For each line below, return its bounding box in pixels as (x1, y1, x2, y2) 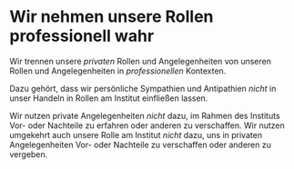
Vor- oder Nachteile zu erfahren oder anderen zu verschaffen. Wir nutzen (9, 120, 285, 131)
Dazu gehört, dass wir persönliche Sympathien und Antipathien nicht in (9, 83, 277, 94)
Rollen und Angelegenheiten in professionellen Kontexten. (9, 65, 227, 76)
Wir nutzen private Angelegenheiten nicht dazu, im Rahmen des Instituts (9, 110, 280, 121)
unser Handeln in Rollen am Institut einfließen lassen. (9, 93, 208, 104)
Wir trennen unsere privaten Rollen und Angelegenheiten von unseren (9, 55, 271, 66)
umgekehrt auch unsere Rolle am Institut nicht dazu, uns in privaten (9, 129, 262, 140)
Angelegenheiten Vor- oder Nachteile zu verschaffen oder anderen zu (9, 139, 271, 150)
